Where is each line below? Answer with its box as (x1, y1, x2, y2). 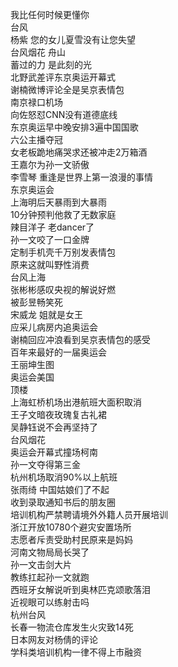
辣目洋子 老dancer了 (10, 221, 95, 233)
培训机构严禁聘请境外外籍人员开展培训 (10, 509, 168, 520)
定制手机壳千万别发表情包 (10, 246, 116, 258)
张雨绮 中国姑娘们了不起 (10, 484, 110, 495)
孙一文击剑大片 (10, 559, 72, 570)
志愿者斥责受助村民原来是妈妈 (10, 534, 133, 545)
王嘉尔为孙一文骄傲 (10, 159, 90, 170)
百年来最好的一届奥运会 (10, 346, 107, 358)
